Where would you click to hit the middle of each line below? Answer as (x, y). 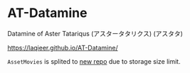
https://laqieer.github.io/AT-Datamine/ (63, 47)
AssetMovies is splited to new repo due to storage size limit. (94, 61)
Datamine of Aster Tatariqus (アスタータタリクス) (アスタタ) (95, 33)
